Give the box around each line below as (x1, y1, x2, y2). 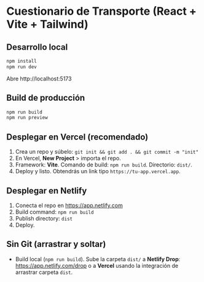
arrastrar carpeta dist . (15, 268, 73, 276)
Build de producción (6, 93, 85, 103)
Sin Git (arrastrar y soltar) (6, 239, 106, 249)
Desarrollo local (6, 42, 68, 52)
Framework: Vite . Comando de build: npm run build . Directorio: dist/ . (15, 161, 192, 168)
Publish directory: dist (15, 214, 73, 222)
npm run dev (6, 63, 37, 70)
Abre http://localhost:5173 (6, 75, 72, 82)
